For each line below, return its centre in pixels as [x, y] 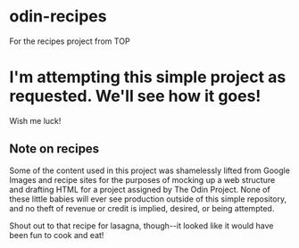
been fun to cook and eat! [57, 235]
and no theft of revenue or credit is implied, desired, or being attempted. [142, 208]
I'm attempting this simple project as [148, 77]
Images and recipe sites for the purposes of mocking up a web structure [142, 179]
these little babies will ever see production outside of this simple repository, [148, 199]
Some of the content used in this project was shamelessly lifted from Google [149, 170]
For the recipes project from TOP [70, 41]
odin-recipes [58, 17]
